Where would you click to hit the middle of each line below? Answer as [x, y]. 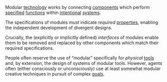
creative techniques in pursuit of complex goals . [55, 74]
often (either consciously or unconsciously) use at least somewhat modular [83, 68]
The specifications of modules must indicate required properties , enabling [82, 22]
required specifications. [30, 48]
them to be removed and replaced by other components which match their [82, 43]
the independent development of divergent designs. [59, 28]
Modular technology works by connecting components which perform [77, 7]
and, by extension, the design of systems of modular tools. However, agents [84, 63]
